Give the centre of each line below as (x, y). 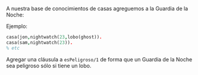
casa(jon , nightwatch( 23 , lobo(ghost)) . (54, 37)
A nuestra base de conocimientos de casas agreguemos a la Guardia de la (97, 9)
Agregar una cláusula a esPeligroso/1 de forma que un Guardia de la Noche (99, 59)
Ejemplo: (17, 26)
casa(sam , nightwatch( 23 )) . (40, 43)
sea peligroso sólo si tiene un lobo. (49, 66)
